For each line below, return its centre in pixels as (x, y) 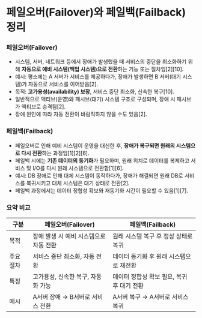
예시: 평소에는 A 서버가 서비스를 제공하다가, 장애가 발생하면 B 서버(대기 (98, 77)
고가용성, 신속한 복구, (61, 277)
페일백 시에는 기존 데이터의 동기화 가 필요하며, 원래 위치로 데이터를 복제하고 (102, 160)
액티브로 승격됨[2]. (44, 107)
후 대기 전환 (128, 286)
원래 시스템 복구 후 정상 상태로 (153, 236)
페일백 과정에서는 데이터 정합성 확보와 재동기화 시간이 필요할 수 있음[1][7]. (101, 190)
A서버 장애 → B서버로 (62, 297)
